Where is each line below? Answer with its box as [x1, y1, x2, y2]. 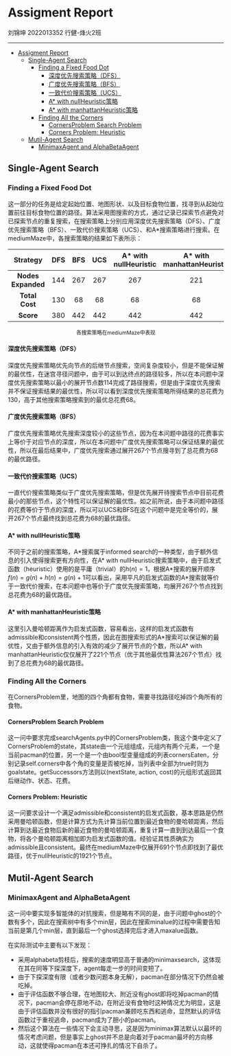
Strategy [13, 255, 43, 265]
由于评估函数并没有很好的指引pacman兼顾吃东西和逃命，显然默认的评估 [17, 1007, 221, 1015]
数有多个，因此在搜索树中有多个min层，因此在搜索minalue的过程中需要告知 [8, 918, 221, 926]
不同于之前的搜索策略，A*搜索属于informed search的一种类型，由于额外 [8, 548, 212, 556]
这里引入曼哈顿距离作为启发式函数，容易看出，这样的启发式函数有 [8, 624, 194, 633]
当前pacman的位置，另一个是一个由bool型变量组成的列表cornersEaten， [8, 751, 213, 759]
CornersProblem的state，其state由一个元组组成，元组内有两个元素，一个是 [8, 742, 220, 750]
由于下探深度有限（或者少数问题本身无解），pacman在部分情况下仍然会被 [17, 973, 224, 981]
